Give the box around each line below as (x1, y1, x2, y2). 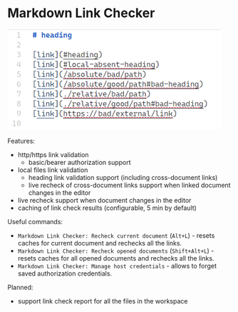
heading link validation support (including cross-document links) (28, 173, 218, 181)
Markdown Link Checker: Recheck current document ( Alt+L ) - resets (17, 231, 215, 240)
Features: (7, 136, 36, 145)
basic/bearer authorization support (28, 158, 131, 166)
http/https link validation (17, 150, 89, 158)
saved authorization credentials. (17, 269, 113, 278)
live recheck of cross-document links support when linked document (28, 181, 231, 189)
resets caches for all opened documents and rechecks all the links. (17, 253, 214, 262)
